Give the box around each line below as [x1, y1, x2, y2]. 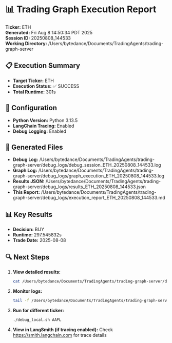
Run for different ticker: [12, 307, 64, 313]
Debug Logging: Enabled [12, 128, 67, 134]
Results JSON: [12, 178, 45, 185]
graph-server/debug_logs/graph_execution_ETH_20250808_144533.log [12, 173, 165, 179]
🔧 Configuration [5, 104, 58, 112]
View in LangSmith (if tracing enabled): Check [12, 326, 113, 333]
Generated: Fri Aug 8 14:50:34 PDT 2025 [5, 29, 93, 35]
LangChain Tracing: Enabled [12, 123, 74, 129]
